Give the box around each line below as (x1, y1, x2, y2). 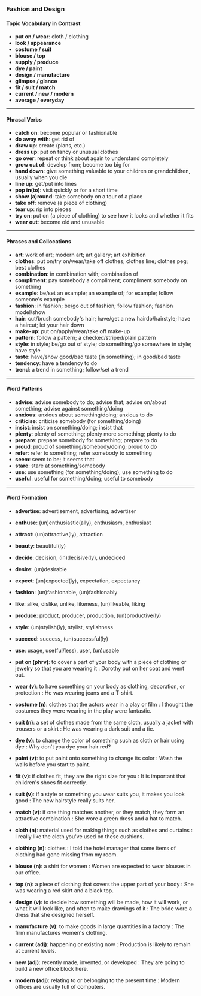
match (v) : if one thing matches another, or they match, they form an (14, 808, 184, 816)
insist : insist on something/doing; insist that (14, 424, 123, 431)
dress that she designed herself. (14, 911, 95, 918)
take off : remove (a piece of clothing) (14, 200, 108, 207)
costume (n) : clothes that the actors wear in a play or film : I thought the (14, 701, 193, 708)
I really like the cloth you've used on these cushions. (14, 832, 145, 840)
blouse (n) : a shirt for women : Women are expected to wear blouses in (14, 862, 191, 870)
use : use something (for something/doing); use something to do (14, 468, 173, 475)
